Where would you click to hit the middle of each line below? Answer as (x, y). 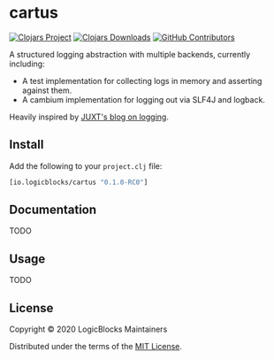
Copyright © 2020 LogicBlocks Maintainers (88, 329)
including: (27, 64)
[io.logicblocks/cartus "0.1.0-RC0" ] (79, 182)
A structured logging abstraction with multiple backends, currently (130, 54)
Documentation (53, 210)
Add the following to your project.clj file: (86, 165)
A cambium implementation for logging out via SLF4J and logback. (143, 99)
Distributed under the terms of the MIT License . (96, 347)
